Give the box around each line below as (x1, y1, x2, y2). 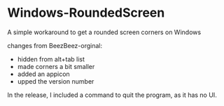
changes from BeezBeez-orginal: (7, 41, 103, 50)
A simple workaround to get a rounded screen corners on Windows (7, 28, 202, 36)
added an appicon (17, 70, 70, 78)
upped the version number (17, 77, 94, 85)
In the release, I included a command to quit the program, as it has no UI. (7, 91, 217, 99)
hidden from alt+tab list (17, 54, 85, 63)
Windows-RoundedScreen (7, 5, 165, 21)
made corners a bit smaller (17, 62, 95, 70)
